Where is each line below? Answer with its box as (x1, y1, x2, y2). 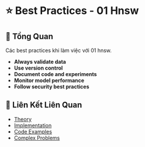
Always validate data (13, 59, 67, 65)
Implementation (13, 122, 52, 129)
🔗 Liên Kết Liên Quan (5, 100, 82, 110)
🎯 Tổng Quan (5, 31, 53, 41)
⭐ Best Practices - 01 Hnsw (5, 4, 139, 18)
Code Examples (13, 128, 52, 135)
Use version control (13, 64, 63, 71)
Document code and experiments (13, 71, 97, 77)
